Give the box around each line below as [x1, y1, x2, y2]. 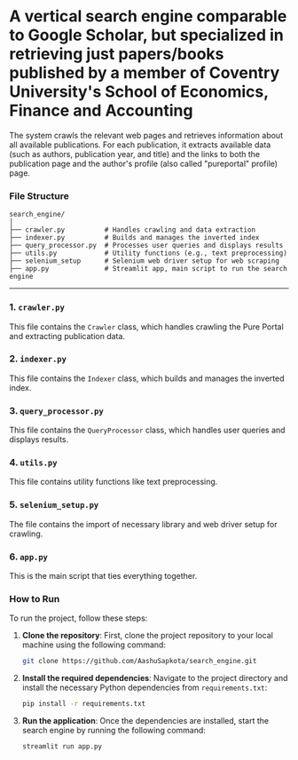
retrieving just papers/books [9, 44, 224, 64]
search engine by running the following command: [21, 725, 207, 736]
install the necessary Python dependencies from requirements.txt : [21, 682, 268, 693]
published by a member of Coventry [9, 63, 280, 83]
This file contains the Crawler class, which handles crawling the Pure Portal [9, 321, 284, 332]
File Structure [9, 189, 69, 202]
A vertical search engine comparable [9, 6, 287, 27]
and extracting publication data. [9, 330, 126, 341]
